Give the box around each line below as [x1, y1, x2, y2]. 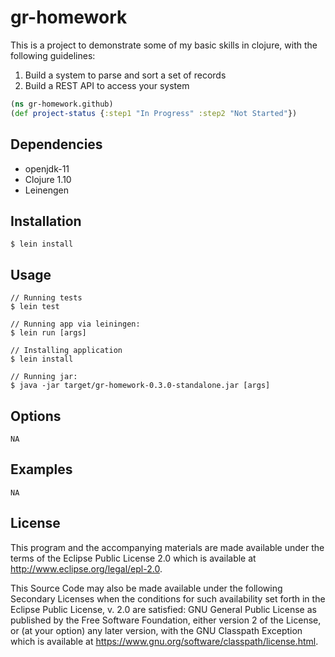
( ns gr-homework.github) [10, 99, 114, 109]
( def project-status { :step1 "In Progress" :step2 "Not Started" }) [10, 108, 298, 118]
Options [10, 407, 62, 425]
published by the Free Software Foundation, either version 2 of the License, [10, 614, 322, 626]
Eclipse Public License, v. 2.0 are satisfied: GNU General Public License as [10, 603, 317, 615]
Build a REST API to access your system [24, 79, 190, 91]
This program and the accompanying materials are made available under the [10, 541, 325, 553]
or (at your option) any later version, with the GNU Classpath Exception [10, 624, 303, 636]
